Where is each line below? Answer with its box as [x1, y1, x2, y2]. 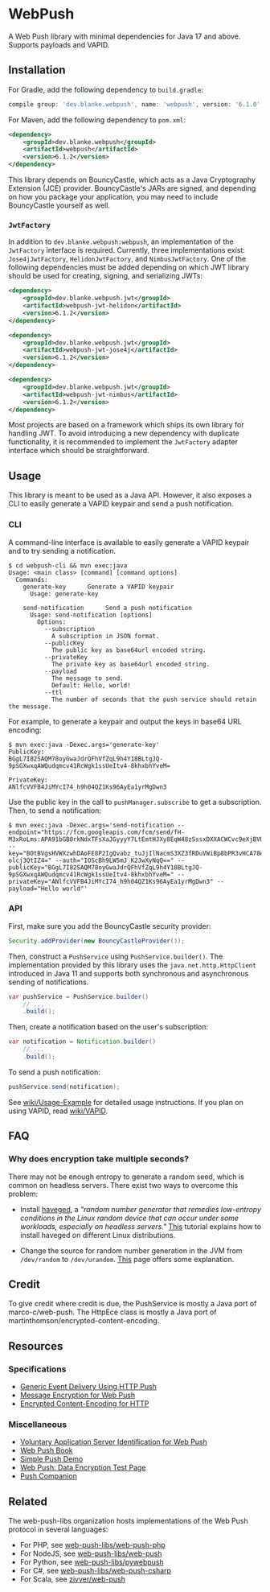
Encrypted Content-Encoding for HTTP [19, 1399, 149, 1408]
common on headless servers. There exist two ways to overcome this [8, 1180, 239, 1190]
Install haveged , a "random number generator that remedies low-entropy [19, 1204, 262, 1214]
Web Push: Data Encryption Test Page [19, 1462, 146, 1473]
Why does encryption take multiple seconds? [8, 1153, 190, 1165]
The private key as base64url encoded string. [51, 660, 211, 668]
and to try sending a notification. [8, 546, 117, 555]
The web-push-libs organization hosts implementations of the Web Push [8, 1516, 249, 1526]
